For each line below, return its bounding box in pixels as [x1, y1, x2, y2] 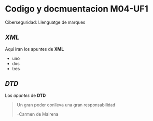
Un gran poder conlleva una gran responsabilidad [16, 102, 116, 108]
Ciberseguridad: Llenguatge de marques [5, 19, 85, 25]
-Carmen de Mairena [16, 111, 59, 117]
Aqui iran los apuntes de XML [5, 46, 64, 52]
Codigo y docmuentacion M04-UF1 [5, 3, 149, 14]
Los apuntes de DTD [5, 93, 46, 98]
